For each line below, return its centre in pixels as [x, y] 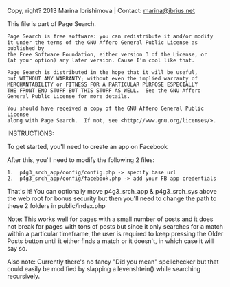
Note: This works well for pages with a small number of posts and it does [110, 219]
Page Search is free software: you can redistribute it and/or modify [110, 36]
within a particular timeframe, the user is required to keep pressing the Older [115, 234]
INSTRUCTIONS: [31, 133]
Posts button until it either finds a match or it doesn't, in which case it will [111, 241]
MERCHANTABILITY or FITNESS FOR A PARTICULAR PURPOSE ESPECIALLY [102, 84]
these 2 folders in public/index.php [56, 206]
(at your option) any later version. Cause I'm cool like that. [101, 60]
